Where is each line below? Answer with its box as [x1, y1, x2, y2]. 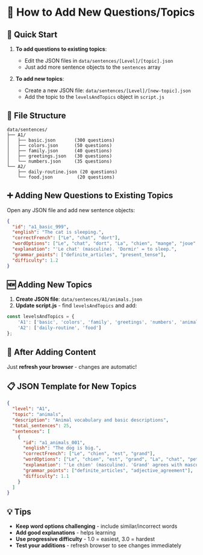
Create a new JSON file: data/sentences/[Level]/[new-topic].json [24, 87, 192, 94]
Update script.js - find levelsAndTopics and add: [15, 302, 137, 309]
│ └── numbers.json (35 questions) [7, 158, 113, 165]
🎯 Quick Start [7, 30, 58, 40]
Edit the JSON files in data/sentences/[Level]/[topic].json [24, 57, 173, 64]
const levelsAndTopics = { [7, 313, 75, 320]
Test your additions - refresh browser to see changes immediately [15, 542, 182, 549]
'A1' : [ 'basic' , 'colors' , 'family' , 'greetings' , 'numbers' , [17, 319, 177, 325]
